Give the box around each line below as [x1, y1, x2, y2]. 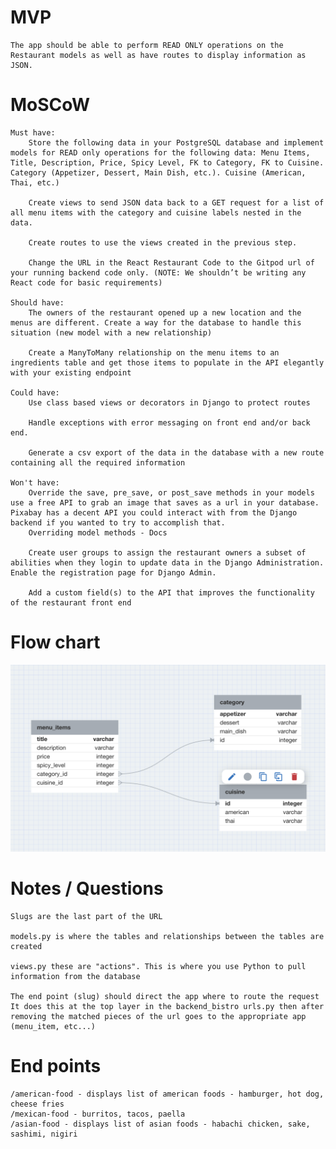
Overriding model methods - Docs [28, 527, 168, 538]
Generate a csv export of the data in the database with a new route [28, 447, 325, 458]
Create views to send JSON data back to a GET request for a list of [28, 197, 325, 208]
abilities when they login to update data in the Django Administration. [10, 557, 325, 568]
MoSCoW [10, 94, 91, 116]
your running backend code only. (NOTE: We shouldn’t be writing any [10, 267, 307, 278]
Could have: [10, 387, 60, 398]
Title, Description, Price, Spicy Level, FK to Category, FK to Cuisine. [10, 157, 325, 168]
